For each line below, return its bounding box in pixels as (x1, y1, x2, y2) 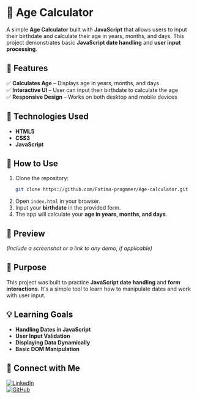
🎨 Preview (6, 228, 45, 238)
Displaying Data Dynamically (15, 338, 91, 346)
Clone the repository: (15, 175, 69, 182)
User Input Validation (15, 332, 70, 340)
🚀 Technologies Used (6, 112, 89, 122)
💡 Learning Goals (6, 310, 73, 320)
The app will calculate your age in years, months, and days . (15, 211, 168, 218)
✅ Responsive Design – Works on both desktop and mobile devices (6, 93, 177, 101)
